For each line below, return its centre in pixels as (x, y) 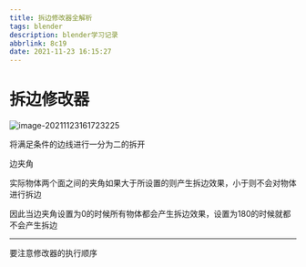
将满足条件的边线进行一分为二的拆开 (77, 144)
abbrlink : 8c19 (38, 43)
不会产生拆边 (33, 225)
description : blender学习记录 (64, 35)
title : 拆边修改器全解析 (51, 18)
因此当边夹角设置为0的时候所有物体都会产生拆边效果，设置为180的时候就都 (150, 214)
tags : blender (36, 26)
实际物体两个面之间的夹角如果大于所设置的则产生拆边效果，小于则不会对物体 (153, 183)
